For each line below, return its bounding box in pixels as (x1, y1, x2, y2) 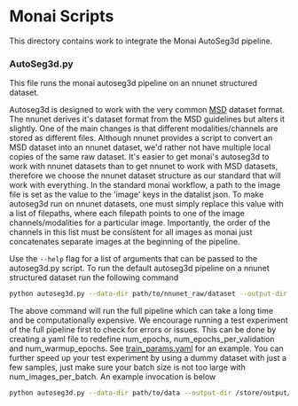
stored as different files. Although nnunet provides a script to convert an (9, 133, 273, 144)
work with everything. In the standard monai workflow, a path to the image (9, 180, 281, 191)
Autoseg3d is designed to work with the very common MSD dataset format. (9, 105, 286, 115)
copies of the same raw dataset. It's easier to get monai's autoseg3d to (9, 152, 270, 162)
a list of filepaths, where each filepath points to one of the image (9, 208, 246, 219)
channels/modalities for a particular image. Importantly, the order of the (9, 217, 271, 228)
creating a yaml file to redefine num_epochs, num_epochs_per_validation (9, 334, 275, 345)
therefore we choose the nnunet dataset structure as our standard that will (9, 170, 281, 181)
